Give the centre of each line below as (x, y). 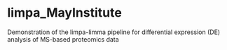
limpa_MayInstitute (65, 13)
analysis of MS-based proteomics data (63, 39)
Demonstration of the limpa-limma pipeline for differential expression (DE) (114, 32)
